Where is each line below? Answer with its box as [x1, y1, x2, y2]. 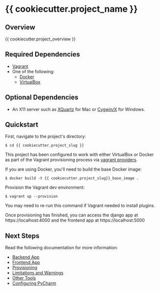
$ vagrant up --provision [5, 194, 58, 199]
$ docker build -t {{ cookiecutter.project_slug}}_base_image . [5, 176, 139, 181]
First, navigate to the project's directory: [5, 134, 86, 140]
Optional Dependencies [5, 93, 79, 102]
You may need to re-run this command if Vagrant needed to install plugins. [5, 203, 155, 208]
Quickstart [5, 120, 39, 129]
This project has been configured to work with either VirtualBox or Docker [5, 151, 154, 158]
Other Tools [12, 275, 36, 281]
